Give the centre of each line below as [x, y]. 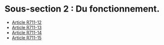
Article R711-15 [27, 38]
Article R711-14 [27, 32]
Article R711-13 [27, 27]
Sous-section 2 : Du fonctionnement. [82, 9]
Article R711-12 [27, 22]
